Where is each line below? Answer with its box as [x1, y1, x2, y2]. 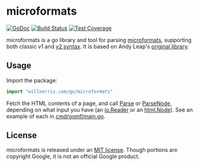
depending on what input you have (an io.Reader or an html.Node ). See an [6, 106, 194, 114]
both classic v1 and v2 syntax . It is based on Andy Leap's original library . [6, 43, 189, 50]
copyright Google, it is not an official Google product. [6, 153, 140, 160]
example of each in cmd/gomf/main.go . [6, 112, 106, 120]
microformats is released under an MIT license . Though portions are [6, 146, 178, 154]
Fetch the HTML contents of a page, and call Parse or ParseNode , [6, 99, 172, 107]
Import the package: [6, 76, 57, 84]
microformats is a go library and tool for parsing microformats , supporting [6, 36, 192, 43]
